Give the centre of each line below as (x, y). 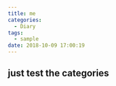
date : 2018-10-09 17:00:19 (46, 45)
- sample (26, 39)
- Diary (25, 26)
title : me (22, 13)
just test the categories (58, 73)
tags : (15, 33)
